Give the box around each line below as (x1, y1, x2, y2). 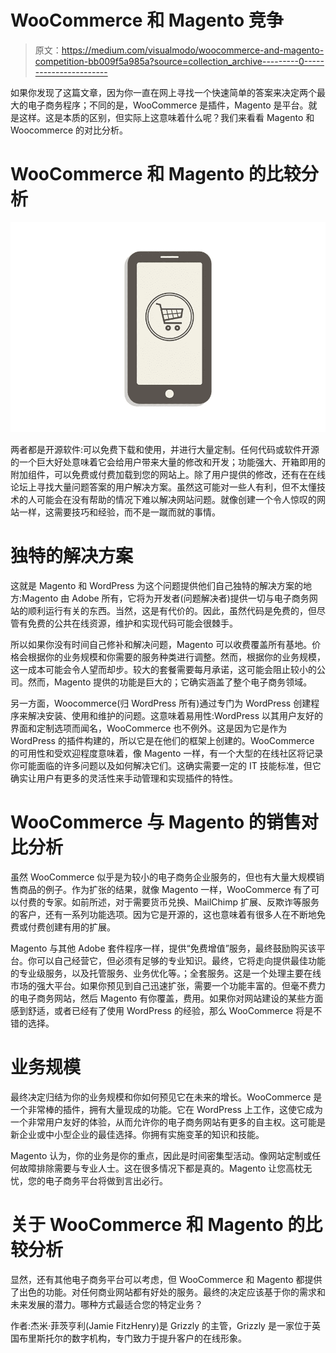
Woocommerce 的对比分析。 (10, 124, 129, 136)
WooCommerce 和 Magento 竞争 (10, 9, 284, 32)
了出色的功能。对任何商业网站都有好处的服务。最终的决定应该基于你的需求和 (10, 1286, 326, 1298)
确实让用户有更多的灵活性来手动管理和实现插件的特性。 (10, 772, 238, 784)
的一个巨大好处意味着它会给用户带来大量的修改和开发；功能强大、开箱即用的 (10, 456, 326, 468)
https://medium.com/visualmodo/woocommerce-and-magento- (61, 44, 325, 56)
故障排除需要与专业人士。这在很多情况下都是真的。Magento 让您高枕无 (18, 1162, 313, 1174)
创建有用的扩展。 (44, 921, 116, 933)
